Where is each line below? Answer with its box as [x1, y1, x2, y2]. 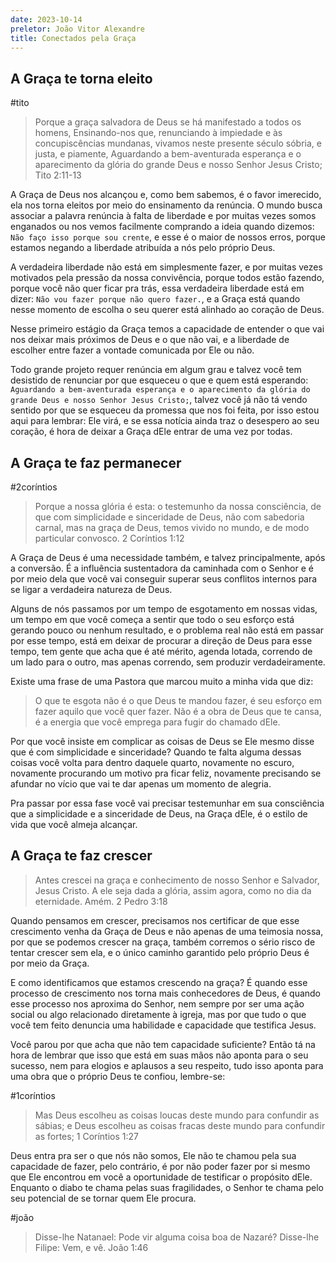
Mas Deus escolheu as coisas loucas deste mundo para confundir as [34, 1109, 320, 1121]
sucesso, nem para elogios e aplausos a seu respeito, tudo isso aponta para [10, 1059, 324, 1071]
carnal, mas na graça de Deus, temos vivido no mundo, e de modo [34, 522, 310, 533]
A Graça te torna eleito [10, 70, 153, 87]
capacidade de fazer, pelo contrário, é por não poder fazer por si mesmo [10, 1160, 311, 1172]
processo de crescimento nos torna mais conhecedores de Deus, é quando [10, 987, 322, 999]
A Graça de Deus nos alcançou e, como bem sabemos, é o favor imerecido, [10, 189, 322, 201]
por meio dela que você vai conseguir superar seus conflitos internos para [10, 573, 318, 585]
